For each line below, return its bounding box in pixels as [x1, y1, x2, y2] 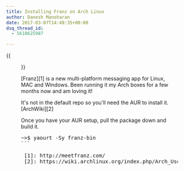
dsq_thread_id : [6, 25, 44, 31]
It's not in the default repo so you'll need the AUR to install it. [21, 99, 169, 107]
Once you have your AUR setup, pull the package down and [21, 117, 167, 124]
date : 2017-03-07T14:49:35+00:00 [6, 20, 89, 25]
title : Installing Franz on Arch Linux [6, 8, 105, 15]
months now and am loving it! [21, 88, 93, 95]
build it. [21, 123, 40, 130]
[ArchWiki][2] [21, 105, 54, 112]
